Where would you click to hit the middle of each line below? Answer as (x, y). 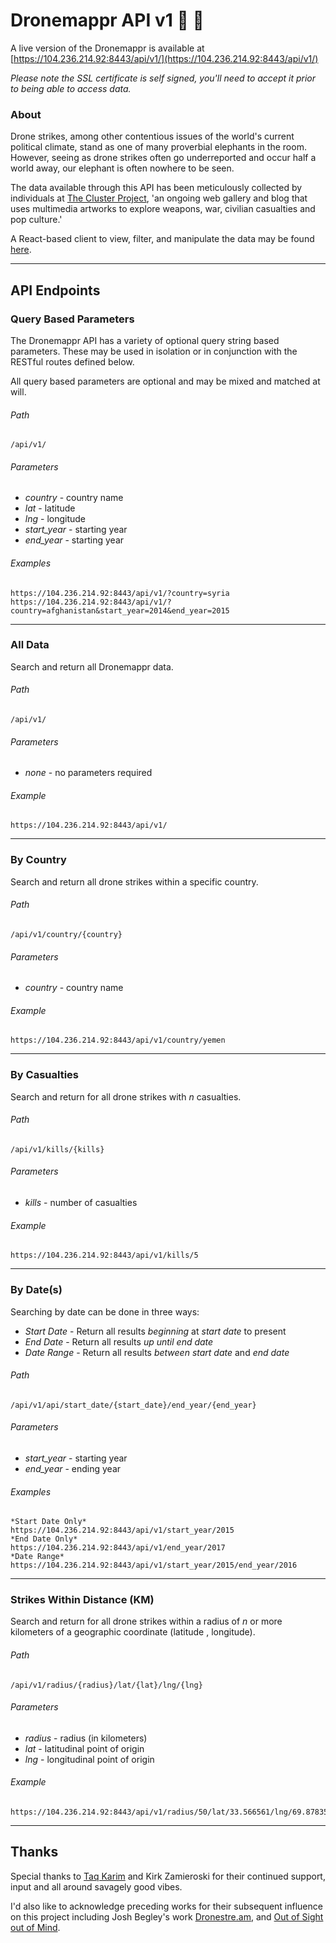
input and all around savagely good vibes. (96, 1886)
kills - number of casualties (81, 1203)
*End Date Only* (44, 1539)
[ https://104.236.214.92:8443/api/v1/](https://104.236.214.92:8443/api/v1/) (164, 58)
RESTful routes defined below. (72, 361)
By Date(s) (36, 1290)
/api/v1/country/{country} (66, 934)
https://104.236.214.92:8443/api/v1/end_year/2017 (118, 1548)
